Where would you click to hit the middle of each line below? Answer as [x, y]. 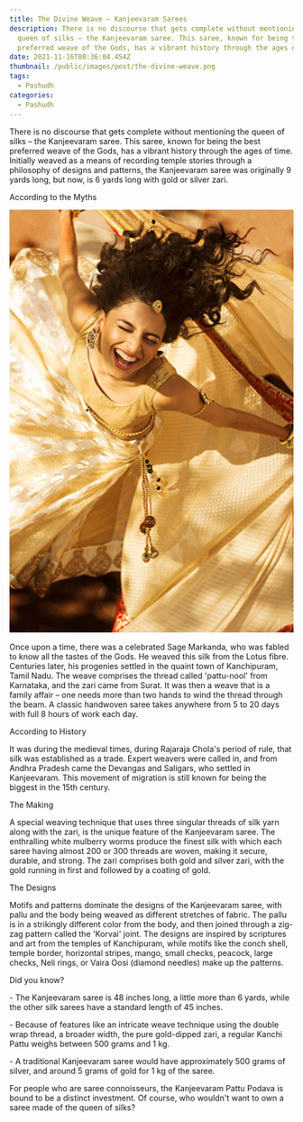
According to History [48, 731]
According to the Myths [53, 197]
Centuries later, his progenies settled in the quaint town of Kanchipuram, [144, 666]
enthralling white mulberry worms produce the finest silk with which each [146, 841]
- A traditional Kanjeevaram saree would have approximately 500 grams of [147, 1061]
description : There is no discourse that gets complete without [133, 28]
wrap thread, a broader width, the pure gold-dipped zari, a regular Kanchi [146, 1034]
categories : [32, 95]
